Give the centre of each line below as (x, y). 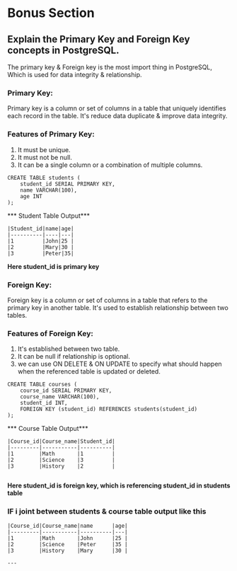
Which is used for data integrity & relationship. (75, 75)
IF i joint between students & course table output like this (107, 512)
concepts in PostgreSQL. (63, 50)
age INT (31, 196)
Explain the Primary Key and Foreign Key (99, 39)
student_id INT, (44, 403)
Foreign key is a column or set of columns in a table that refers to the (108, 300)
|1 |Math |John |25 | (68, 538)
